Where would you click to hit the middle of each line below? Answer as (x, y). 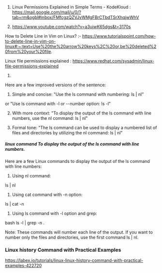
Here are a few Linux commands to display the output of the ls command (77, 161)
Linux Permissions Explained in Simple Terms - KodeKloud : (71, 7)
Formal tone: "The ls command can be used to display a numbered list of (84, 128)
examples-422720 (23, 266)
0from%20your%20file (28, 51)
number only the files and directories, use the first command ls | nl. (72, 237)
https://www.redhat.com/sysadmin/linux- (113, 61)
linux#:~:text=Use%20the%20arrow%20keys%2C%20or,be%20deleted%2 (81, 46)
